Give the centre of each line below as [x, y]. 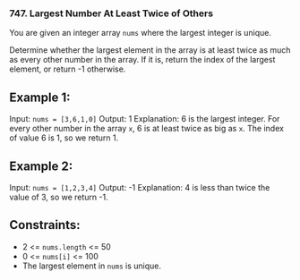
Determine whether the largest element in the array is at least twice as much [150, 50]
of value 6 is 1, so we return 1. [64, 138]
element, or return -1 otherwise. [68, 69]
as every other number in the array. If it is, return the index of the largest [142, 60]
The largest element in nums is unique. [91, 266]
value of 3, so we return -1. [59, 197]
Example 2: [41, 166]
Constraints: [45, 225]
